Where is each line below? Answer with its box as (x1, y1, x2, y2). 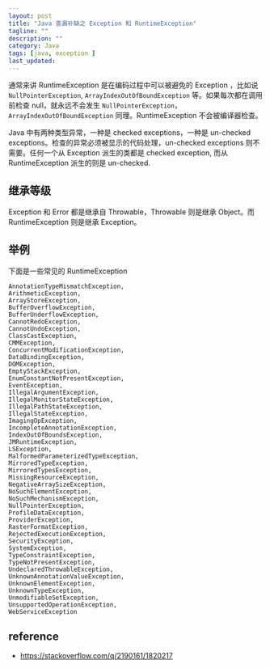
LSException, (8, 445, 53, 453)
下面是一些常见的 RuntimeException (8, 266, 128, 276)
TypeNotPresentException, (8, 558, 95, 566)
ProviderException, (8, 515, 74, 524)
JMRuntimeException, (8, 438, 78, 446)
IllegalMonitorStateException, (8, 395, 114, 404)
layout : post (8, 11, 53, 20)
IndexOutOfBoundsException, (8, 430, 103, 439)
